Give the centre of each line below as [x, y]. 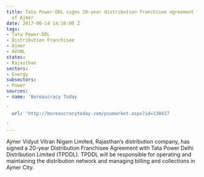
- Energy [17, 74]
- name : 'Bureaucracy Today [42, 97]
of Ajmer [23, 18]
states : [16, 57]
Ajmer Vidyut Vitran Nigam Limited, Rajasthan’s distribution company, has [98, 142]
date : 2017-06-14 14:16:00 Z [43, 23]
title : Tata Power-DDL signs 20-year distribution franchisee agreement [100, 12]
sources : [17, 91]
